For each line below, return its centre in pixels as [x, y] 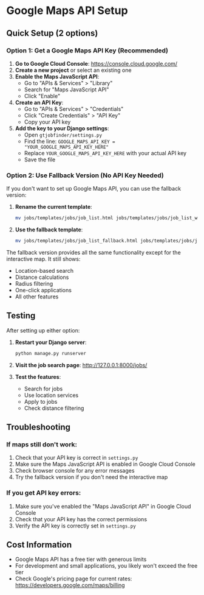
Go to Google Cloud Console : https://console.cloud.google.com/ [96, 63]
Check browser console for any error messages [75, 471]
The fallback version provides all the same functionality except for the [93, 252]
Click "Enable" [42, 96]
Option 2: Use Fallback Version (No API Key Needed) [85, 175]
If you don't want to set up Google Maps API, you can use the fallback [93, 189]
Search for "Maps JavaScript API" [66, 90]
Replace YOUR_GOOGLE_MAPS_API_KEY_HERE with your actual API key [105, 153]
